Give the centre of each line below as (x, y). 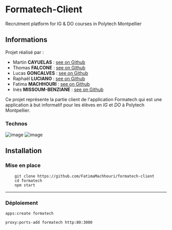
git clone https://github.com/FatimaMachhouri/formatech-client (84, 176)
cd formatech (28, 181)
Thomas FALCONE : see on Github (49, 67)
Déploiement (22, 203)
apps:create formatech (29, 214)
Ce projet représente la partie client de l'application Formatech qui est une (84, 99)
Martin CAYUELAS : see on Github (49, 62)
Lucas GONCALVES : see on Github (50, 73)
